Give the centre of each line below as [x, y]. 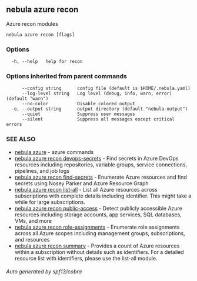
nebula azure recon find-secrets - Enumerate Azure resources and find [101, 177]
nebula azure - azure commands [54, 152]
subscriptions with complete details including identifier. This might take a [103, 196]
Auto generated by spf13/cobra [44, 272]
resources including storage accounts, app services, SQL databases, [98, 215]
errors [14, 125]
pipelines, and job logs [42, 170]
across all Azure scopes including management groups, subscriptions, [100, 233]
